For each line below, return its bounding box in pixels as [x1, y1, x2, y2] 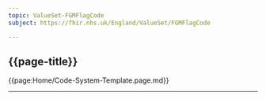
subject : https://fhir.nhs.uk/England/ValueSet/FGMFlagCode [8, 19, 211, 27]
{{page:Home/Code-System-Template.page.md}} [8, 76, 169, 85]
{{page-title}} [8, 54, 78, 68]
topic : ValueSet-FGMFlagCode [8, 11, 104, 20]
